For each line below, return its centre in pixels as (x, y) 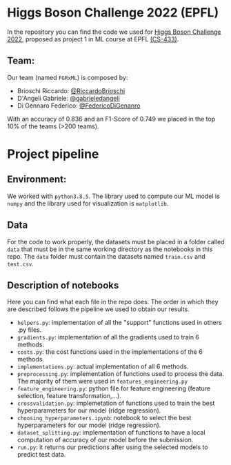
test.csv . (21, 264)
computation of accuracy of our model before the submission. (105, 440)
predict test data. (41, 455)
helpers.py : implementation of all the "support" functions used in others (119, 323)
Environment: (37, 180)
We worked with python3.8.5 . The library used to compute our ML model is (113, 196)
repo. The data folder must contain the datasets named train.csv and (106, 256)
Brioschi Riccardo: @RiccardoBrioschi (71, 90)
